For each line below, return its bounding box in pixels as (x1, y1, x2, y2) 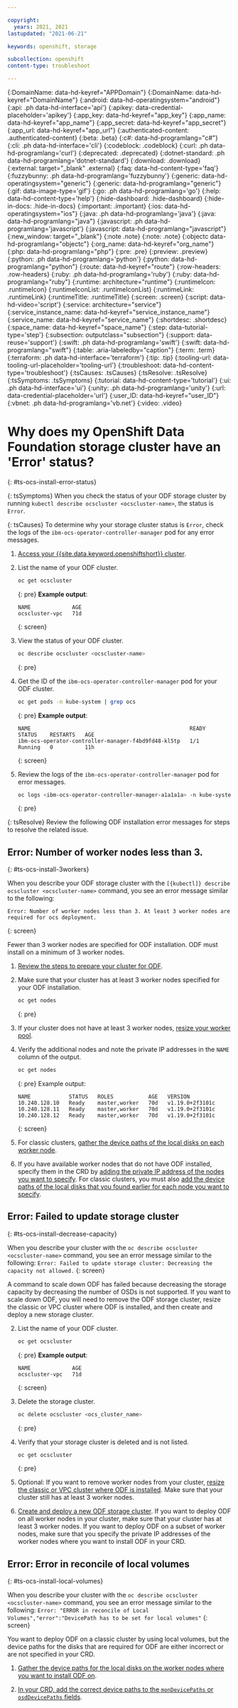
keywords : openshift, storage (7, 43, 97, 50)
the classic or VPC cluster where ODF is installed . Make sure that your (17, 1485, 223, 1494)
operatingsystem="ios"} (7, 210, 78, 218)
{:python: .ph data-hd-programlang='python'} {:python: (7, 255, 170, 263)
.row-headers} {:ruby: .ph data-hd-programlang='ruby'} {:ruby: (7, 270, 193, 278)
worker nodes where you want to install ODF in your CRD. (17, 1538, 186, 1546)
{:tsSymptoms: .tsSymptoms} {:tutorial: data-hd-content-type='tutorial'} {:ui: (7, 376, 232, 384)
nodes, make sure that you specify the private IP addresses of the (17, 1530, 211, 1538)
